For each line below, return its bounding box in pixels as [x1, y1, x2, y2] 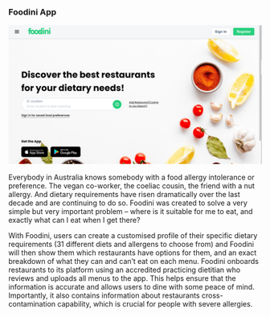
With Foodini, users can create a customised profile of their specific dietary [8, 230, 258, 240]
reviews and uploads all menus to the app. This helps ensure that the [8, 273, 236, 283]
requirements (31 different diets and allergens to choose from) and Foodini [8, 239, 255, 249]
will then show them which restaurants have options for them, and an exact [8, 248, 257, 257]
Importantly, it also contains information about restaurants [8, 290, 200, 300]
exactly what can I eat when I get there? [8, 215, 141, 224]
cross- [201, 290, 223, 300]
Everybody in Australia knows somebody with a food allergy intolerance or [8, 172, 255, 182]
